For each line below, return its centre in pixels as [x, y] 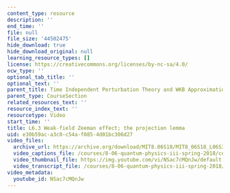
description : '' [30, 20]
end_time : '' [26, 26]
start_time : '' [29, 121]
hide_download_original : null [50, 52]
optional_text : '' [33, 83]
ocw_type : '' [26, 70]
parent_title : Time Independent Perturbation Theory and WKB [96, 90]
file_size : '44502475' [39, 39]
